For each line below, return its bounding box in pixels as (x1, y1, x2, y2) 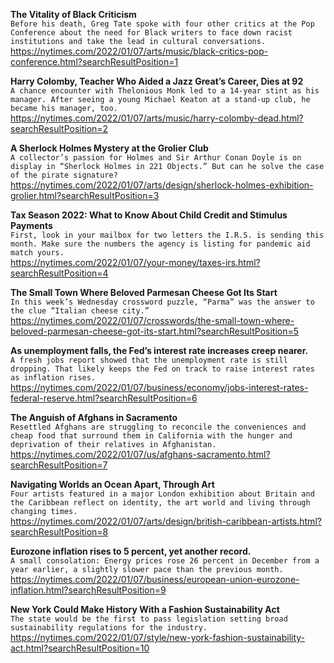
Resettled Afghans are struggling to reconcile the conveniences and (10, 422, 307, 432)
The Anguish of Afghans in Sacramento (10, 412, 178, 423)
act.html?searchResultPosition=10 (10, 642, 150, 654)
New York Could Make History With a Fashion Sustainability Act (10, 604, 280, 615)
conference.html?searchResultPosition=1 (10, 56, 179, 68)
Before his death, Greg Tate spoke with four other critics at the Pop (10, 19, 315, 29)
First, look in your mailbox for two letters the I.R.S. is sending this (10, 230, 325, 240)
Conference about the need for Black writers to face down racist (10, 28, 293, 38)
